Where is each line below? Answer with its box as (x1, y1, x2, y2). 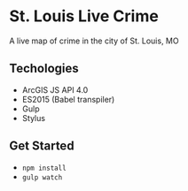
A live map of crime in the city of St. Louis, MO (9, 35, 179, 46)
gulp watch (21, 172, 63, 182)
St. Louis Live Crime (9, 6, 160, 27)
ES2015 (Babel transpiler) (21, 94, 115, 104)
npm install (21, 164, 67, 172)
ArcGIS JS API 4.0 (21, 84, 89, 95)
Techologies (9, 61, 79, 76)
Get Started (9, 139, 74, 154)
